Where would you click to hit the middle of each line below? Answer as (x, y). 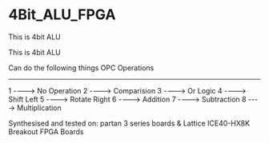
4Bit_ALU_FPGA (62, 15)
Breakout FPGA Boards (46, 131)
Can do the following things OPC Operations (81, 68)
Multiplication (39, 107)
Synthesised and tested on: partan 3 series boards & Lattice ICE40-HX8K (129, 123)
